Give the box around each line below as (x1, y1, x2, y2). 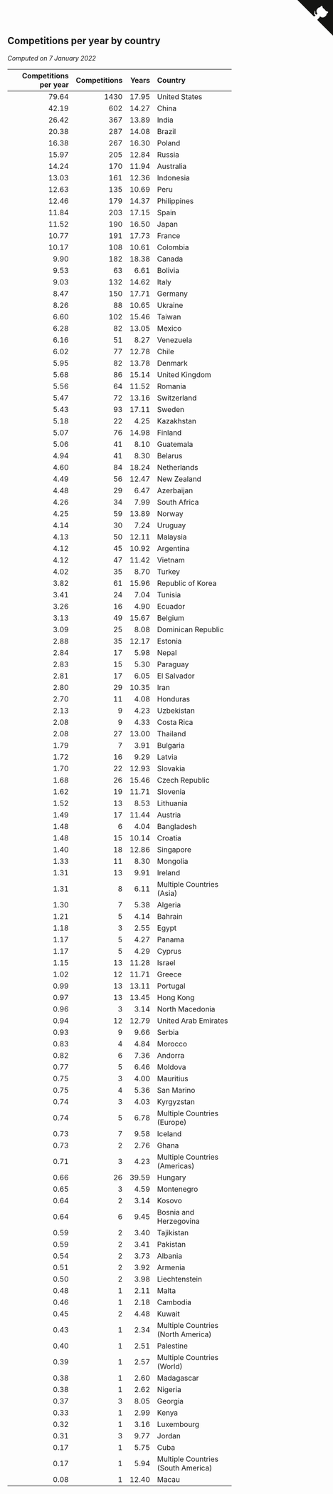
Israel (157, 957, 176, 967)
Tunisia (157, 589, 181, 599)
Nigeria (157, 1384, 181, 1394)
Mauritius (157, 1073, 189, 1083)
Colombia (157, 242, 189, 252)
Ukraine (157, 300, 184, 310)
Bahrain (157, 911, 183, 921)
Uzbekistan (157, 706, 196, 716)
